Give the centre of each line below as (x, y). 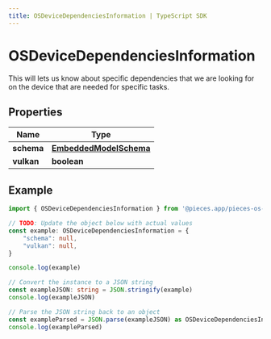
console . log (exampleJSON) (52, 298)
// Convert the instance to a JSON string (81, 282)
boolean (67, 161)
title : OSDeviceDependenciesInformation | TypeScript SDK (108, 16)
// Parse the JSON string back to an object (84, 312)
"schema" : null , (50, 238)
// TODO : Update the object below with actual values (101, 224)
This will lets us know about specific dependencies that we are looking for (131, 78)
